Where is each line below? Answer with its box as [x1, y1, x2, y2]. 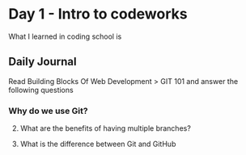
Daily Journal [8, 55, 77, 69]
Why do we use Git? [8, 105, 88, 116]
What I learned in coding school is [8, 31, 122, 41]
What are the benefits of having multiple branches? [19, 124, 192, 133]
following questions [8, 85, 74, 94]
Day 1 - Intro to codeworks [8, 5, 188, 23]
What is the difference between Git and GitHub [19, 139, 176, 149]
